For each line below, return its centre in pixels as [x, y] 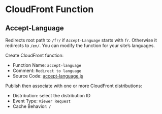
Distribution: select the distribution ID [52, 96]
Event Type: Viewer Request [42, 101]
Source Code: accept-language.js [48, 76]
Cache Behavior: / [32, 106]
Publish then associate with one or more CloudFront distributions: [74, 86]
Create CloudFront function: [35, 55]
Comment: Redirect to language [47, 70]
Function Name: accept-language [47, 65]
